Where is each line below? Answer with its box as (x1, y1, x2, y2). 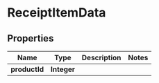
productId (10, 64, 44, 74)
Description (81, 53, 122, 62)
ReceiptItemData (7, 5, 106, 21)
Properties (7, 33, 54, 44)
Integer (50, 64, 75, 74)
